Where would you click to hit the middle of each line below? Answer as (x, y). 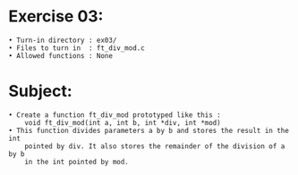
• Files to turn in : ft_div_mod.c (77, 48)
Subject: (40, 92)
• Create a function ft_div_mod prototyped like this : (115, 115)
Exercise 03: (56, 17)
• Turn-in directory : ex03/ (63, 40)
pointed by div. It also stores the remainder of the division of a (155, 146)
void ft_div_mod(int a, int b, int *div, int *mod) (123, 122)
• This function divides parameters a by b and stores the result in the (149, 130)
